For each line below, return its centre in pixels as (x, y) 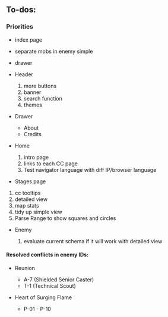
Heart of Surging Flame (43, 297)
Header (24, 74)
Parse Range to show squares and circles (65, 218)
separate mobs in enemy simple (54, 51)
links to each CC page (51, 164)
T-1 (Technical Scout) (50, 285)
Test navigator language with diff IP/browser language (90, 170)
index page (28, 40)
